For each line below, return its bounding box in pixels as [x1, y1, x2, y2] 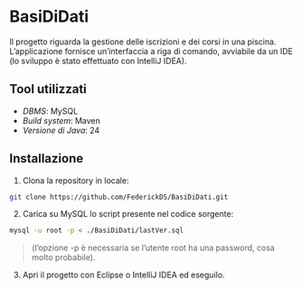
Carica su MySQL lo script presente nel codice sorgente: [22, 209, 234, 219]
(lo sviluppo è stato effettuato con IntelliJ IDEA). [9, 55, 187, 66]
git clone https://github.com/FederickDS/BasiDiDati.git [9, 192, 229, 201]
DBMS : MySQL [22, 106, 79, 117]
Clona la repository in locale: [22, 174, 129, 186]
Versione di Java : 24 [22, 125, 100, 135]
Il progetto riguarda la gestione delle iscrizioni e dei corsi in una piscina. [9, 36, 277, 47]
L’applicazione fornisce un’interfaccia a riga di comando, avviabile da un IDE [9, 45, 294, 56]
